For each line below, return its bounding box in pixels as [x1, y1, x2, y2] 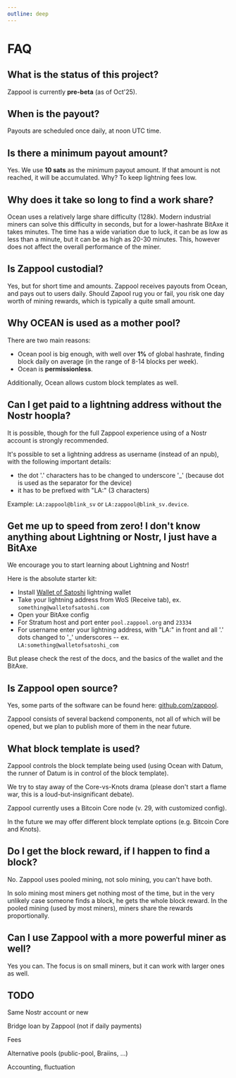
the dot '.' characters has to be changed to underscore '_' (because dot [17, 471, 224, 479]
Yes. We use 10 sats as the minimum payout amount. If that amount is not [7, 166, 221, 174]
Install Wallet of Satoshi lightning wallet [17, 588, 132, 597]
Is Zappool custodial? [7, 263, 104, 275]
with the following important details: [7, 457, 111, 466]
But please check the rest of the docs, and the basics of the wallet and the [7, 654, 223, 663]
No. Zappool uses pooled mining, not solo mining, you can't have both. [7, 875, 213, 883]
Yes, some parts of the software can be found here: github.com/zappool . [7, 701, 219, 709]
